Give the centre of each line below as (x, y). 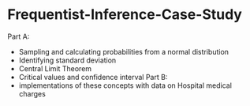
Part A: (19, 36)
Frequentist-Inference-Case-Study (125, 15)
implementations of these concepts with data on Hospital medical (125, 85)
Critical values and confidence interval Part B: (93, 77)
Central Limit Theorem (55, 68)
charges (32, 93)
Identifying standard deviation (67, 60)
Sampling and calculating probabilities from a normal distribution (124, 51)
